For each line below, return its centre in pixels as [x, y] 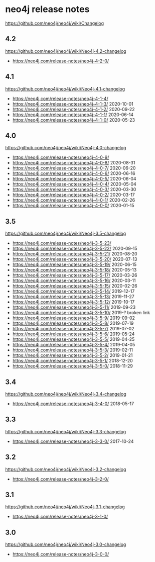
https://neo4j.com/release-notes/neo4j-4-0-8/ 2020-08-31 [74, 163]
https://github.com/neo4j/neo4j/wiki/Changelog [55, 23]
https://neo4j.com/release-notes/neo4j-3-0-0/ [61, 554]
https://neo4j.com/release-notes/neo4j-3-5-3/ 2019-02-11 [73, 350]
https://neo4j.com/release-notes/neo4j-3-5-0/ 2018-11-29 [72, 366]
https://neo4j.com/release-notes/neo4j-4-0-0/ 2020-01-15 [73, 206]
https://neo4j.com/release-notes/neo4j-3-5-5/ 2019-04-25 [73, 339]
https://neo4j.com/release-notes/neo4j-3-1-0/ [60, 517]
